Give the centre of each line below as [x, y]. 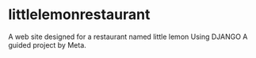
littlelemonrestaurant [79, 15]
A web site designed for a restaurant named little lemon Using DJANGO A [128, 37]
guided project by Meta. [48, 44]
